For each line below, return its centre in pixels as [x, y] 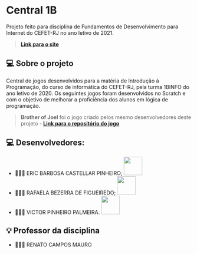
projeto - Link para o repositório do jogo [70, 123]
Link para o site [40, 44]
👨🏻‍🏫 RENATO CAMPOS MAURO [53, 245]
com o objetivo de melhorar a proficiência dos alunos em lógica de [87, 99]
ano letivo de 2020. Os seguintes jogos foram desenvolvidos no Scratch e [96, 93]
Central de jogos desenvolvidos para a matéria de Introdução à [83, 81]
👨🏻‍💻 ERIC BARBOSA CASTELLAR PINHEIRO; [68, 173]
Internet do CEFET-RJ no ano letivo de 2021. [60, 32]
